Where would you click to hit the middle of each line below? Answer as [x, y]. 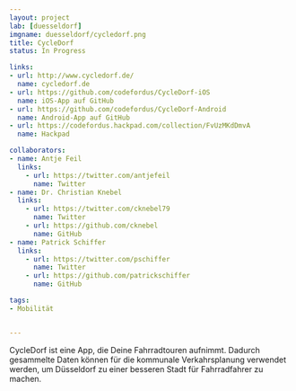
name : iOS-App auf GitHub [66, 101]
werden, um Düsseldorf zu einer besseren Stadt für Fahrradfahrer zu [136, 369]
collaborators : [38, 151]
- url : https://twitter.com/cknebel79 [98, 209]
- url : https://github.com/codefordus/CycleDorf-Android [118, 109]
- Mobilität [31, 308]
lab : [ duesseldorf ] [46, 26]
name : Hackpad [44, 134]
